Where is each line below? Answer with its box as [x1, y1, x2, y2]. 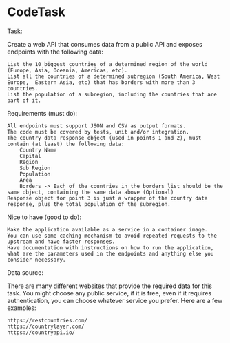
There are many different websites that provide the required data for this [7, 282, 212, 290]
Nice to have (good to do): [7, 213, 81, 221]
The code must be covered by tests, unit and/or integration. [7, 128, 189, 135]
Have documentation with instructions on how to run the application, [7, 244, 214, 251]
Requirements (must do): [7, 109, 78, 117]
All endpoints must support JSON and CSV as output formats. [7, 122, 187, 129]
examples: [7, 304, 36, 312]
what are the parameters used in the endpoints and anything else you [7, 250, 214, 257]
